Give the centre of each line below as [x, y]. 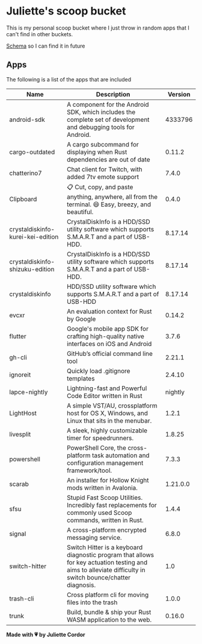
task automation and [121, 455]
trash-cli [22, 598]
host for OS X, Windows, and [108, 413]
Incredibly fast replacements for [112, 505]
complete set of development [108, 119]
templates [81, 378]
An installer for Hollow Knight [108, 480]
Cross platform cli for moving [108, 595]
